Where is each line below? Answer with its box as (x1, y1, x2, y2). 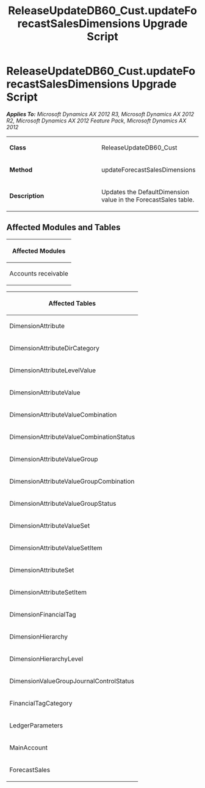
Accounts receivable (9, 269, 68, 277)
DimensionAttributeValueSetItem (9, 543, 103, 552)
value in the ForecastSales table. (101, 195, 195, 204)
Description (9, 191, 45, 200)
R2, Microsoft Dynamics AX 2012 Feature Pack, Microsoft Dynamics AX (6, 117, 187, 124)
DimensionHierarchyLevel (9, 655, 84, 663)
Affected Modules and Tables (6, 222, 121, 233)
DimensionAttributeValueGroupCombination (9, 477, 135, 486)
